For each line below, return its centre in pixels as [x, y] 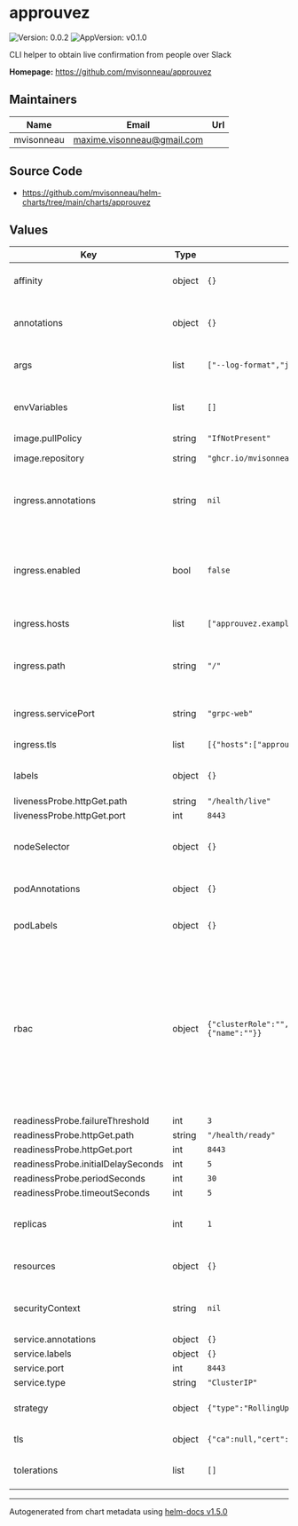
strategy [31, 1408]
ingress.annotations [55, 501]
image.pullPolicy [48, 439]
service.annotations [55, 1340]
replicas [30, 1224]
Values [29, 229]
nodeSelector [42, 847]
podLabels [35, 926]
